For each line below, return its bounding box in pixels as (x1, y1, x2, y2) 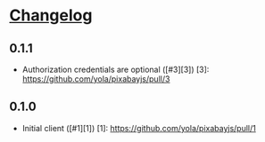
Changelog (9, 5, 93, 26)
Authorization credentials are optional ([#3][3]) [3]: (21, 64, 210, 75)
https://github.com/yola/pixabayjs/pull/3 (21, 74, 170, 84)
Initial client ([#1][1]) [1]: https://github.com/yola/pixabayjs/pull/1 (21, 122, 256, 133)
